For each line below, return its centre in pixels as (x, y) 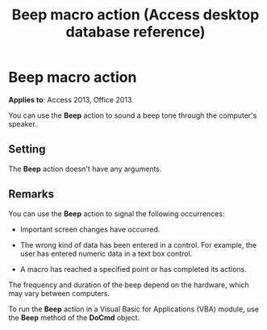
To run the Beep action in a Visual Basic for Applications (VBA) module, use (134, 309)
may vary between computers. (59, 293)
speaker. (23, 123)
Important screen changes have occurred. (90, 229)
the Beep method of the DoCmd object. (74, 317)
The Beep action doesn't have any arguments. (85, 169)
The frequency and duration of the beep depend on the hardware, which (129, 285)
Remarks (31, 194)
